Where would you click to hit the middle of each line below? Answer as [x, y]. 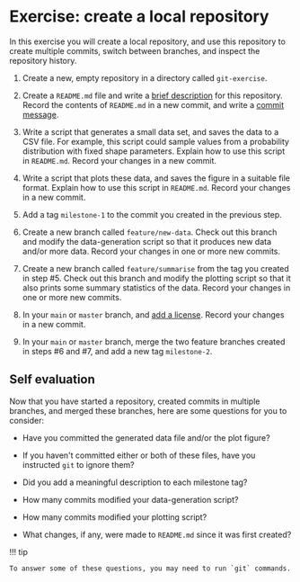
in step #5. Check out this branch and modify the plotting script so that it [157, 278]
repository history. [43, 60]
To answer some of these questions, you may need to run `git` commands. [150, 569]
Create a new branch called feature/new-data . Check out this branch [150, 232]
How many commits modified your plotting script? [115, 517]
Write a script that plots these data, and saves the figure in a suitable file [156, 178]
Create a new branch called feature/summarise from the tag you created [155, 268]
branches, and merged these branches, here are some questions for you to [148, 410]
